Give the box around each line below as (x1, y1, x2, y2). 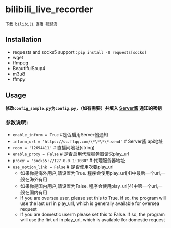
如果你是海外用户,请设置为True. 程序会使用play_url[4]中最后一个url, (20, 170, 161, 176)
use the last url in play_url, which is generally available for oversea (20, 200, 160, 207)
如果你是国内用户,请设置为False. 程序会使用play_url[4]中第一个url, (20, 183, 158, 189)
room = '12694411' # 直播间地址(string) (12, 144, 95, 150)
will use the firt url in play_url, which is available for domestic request (20, 216, 165, 223)
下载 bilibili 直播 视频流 (5, 21, 57, 27)
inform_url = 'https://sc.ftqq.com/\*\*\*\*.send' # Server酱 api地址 (12, 138, 163, 144)
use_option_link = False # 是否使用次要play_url (12, 164, 114, 170)
